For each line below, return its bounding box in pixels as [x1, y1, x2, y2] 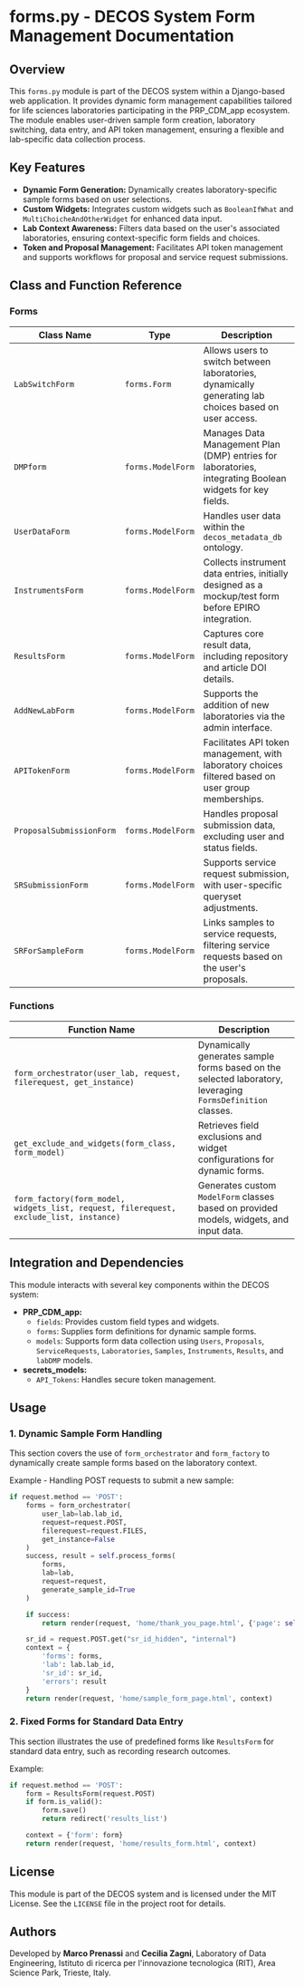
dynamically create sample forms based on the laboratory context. [9, 1458, 258, 1468]
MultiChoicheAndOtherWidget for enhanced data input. [22, 213, 223, 224]
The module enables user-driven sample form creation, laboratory [9, 115, 256, 125]
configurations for [197, 1153, 274, 1166]
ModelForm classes [197, 1190, 275, 1203]
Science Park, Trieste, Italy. [9, 1967, 111, 1978]
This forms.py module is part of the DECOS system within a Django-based [9, 86, 285, 96]
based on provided [197, 1201, 279, 1214]
